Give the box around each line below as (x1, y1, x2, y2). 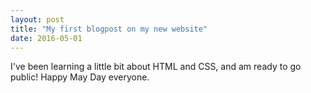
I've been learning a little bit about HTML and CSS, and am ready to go (10, 61, 302, 73)
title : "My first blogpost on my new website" (10, 24, 208, 34)
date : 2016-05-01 (10, 33, 83, 43)
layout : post (10, 14, 65, 25)
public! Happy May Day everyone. (10, 71, 150, 83)
